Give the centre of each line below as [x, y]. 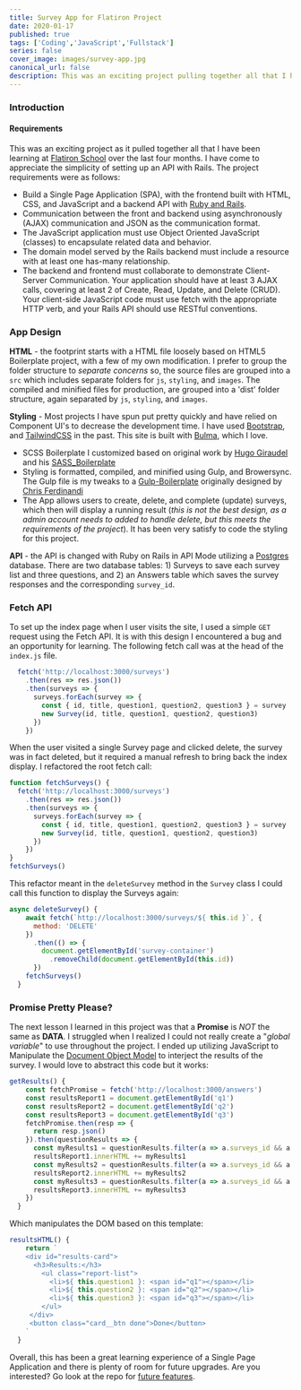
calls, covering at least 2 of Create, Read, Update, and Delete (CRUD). [151, 289]
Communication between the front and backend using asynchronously [152, 213]
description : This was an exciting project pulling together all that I [148, 76]
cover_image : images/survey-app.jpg [77, 59]
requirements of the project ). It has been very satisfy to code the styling [155, 529]
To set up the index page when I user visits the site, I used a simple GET [140, 627]
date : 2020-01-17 [42, 26]
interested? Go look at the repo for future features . [102, 1376]
